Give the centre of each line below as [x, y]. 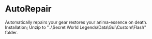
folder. [11, 32]
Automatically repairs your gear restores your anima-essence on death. [76, 22]
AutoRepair [28, 9]
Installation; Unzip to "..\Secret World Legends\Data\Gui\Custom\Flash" [76, 27]
